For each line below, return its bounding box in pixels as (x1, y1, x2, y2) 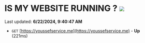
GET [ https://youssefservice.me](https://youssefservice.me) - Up (11, 28, 140, 33)
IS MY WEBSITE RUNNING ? (4, 3, 118, 14)
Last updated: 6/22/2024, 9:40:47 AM (4, 19, 83, 24)
